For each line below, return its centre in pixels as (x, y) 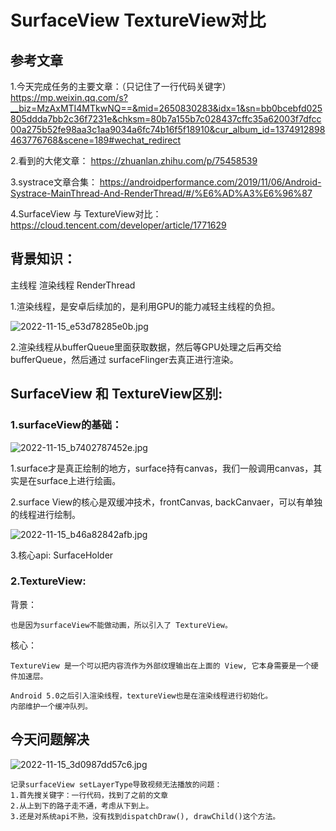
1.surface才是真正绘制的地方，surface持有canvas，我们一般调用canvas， (162, 468)
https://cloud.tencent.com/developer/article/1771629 (118, 225)
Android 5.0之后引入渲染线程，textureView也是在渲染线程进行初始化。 (141, 696)
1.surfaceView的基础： (66, 425)
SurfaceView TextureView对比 (138, 20)
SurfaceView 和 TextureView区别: (116, 394)
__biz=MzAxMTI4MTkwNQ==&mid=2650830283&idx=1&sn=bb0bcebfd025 (166, 108)
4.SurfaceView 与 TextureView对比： (86, 214)
